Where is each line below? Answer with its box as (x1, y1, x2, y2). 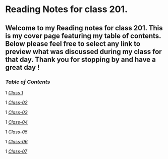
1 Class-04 (5, 119, 28, 125)
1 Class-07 (5, 148, 28, 154)
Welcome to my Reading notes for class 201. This (5, 24, 163, 32)
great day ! (5, 63, 40, 72)
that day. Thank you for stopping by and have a (5, 55, 156, 64)
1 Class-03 (5, 109, 28, 115)
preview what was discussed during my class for (5, 47, 162, 56)
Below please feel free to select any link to (5, 39, 140, 48)
